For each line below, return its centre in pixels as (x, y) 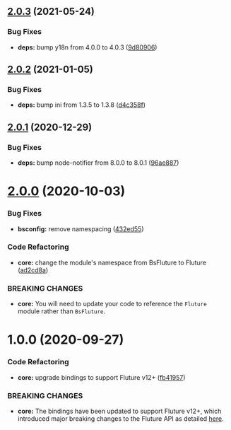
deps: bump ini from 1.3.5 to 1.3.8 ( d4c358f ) (82, 105)
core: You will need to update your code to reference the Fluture (112, 304)
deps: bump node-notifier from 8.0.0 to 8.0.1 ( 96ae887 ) (98, 163)
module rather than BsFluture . (61, 311)
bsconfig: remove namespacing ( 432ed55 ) (81, 228)
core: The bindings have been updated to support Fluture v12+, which (119, 411)
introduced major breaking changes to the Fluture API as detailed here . (120, 418)
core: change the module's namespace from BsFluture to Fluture (112, 262)
